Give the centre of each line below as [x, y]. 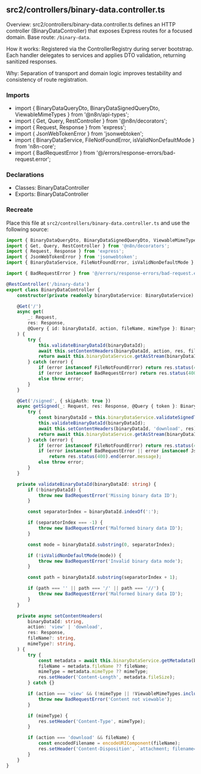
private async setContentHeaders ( [60, 616]
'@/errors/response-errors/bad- [136, 153]
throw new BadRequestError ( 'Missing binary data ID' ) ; [108, 495]
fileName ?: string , [52, 638]
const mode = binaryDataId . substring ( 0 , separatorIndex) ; [101, 545]
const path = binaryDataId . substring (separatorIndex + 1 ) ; [103, 578]
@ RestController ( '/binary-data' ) [48, 284]
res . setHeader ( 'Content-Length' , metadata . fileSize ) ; [106, 677]
